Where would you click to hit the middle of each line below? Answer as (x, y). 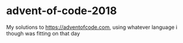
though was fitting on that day (43, 33)
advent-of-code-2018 (62, 11)
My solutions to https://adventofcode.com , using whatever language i (92, 27)
